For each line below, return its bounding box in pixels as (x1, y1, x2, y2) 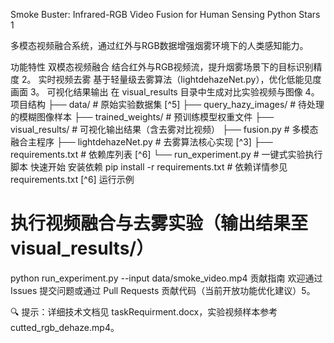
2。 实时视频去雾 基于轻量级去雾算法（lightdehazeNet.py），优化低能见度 (21, 74, 322, 85)
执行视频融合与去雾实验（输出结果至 (10, 212, 309, 235)
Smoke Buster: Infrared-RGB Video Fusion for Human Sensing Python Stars (10, 9, 321, 20)
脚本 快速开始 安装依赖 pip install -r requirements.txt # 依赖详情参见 (10, 161, 288, 173)
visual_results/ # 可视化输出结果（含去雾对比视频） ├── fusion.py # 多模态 (10, 124, 319, 135)
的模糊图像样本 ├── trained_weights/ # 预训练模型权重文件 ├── (10, 111, 275, 123)
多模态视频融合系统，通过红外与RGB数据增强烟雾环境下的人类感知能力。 (10, 40, 309, 51)
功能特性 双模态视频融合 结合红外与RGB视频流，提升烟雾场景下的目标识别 (10, 61, 314, 73)
